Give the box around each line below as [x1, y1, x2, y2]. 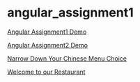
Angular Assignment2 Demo [7, 41, 88, 49]
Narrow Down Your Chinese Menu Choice [7, 54, 127, 63]
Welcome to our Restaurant [7, 68, 86, 76]
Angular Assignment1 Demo [7, 28, 87, 36]
